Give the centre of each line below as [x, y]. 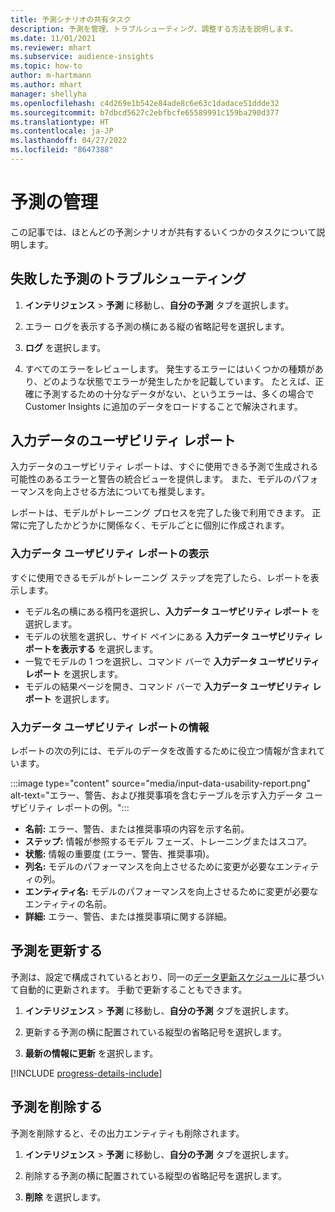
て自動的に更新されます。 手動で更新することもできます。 [129, 989]
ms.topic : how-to [46, 66]
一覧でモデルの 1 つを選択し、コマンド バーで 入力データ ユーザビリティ [172, 661]
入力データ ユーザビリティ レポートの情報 [110, 727]
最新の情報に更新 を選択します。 [91, 1053]
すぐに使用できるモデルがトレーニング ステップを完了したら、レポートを [160, 577]
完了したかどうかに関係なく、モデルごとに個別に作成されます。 [158, 525]
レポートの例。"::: [93, 808]
